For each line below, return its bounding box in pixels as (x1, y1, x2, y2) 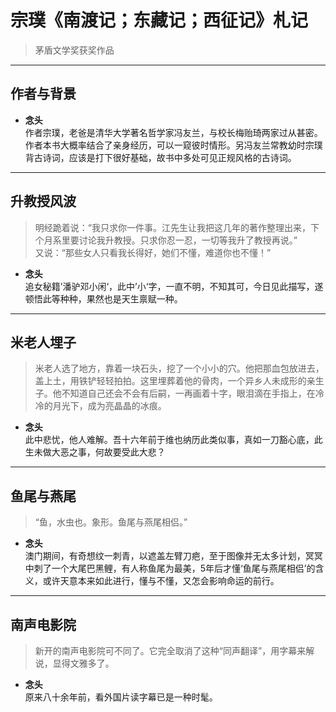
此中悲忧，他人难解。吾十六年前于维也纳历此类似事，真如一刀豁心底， (24, 434, 315, 446)
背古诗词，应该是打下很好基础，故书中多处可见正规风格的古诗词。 (24, 151, 297, 163)
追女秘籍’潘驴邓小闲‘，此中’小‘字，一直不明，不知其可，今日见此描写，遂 (24, 280, 324, 292)
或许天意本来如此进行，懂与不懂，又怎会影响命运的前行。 (42, 575, 280, 587)
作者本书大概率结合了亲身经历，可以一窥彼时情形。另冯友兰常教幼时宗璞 (24, 139, 323, 151)
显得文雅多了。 (52, 657, 115, 669)
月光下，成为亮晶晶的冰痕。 (52, 400, 167, 412)
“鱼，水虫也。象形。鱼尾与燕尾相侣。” (34, 516, 188, 528)
